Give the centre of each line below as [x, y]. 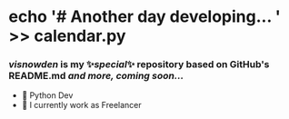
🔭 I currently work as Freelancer [81, 105]
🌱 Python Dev [47, 95]
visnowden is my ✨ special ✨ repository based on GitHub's [139, 64]
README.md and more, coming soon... [96, 76]
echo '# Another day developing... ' [144, 17]
